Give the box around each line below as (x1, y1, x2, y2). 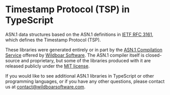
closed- (145, 52, 162, 58)
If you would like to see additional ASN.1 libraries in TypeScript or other (5, 73, 154, 79)
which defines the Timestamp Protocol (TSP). (5, 37, 101, 43)
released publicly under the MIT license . (5, 63, 90, 69)
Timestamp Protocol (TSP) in (5, 4, 130, 15)
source (5, 57, 20, 63)
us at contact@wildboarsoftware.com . (5, 83, 86, 90)
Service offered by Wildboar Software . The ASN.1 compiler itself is (5, 52, 144, 58)
